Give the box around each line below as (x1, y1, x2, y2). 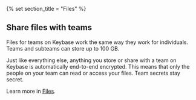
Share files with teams (6, 22, 93, 33)
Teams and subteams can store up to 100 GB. (6, 45, 120, 52)
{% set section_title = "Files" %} (6, 5, 87, 12)
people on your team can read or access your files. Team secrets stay (6, 69, 180, 77)
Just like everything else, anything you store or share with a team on (6, 57, 177, 64)
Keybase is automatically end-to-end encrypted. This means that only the (6, 63, 190, 70)
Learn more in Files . (6, 87, 56, 95)
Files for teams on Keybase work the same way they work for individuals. (6, 39, 189, 46)
